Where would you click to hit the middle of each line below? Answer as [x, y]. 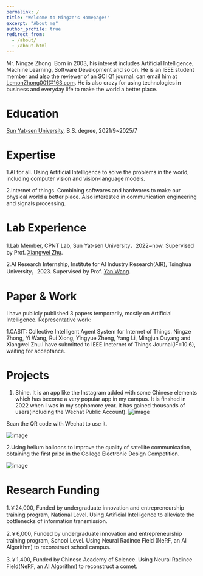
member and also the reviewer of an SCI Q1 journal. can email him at [92, 76]
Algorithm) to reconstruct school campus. [58, 547]
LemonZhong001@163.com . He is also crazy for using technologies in [94, 82]
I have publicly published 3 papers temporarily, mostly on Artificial [89, 313]
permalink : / [23, 12]
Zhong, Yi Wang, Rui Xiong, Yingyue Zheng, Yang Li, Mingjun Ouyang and [98, 338]
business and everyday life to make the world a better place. [82, 89]
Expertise [31, 155]
